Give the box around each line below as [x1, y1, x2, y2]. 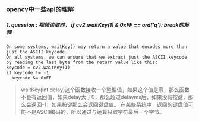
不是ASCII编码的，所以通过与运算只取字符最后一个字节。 [26, 108, 165, 115]
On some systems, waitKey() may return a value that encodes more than [6, 43, 187, 50]
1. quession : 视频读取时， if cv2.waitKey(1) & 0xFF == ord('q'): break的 [6, 21, 184, 28]
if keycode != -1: [6, 69, 52, 75]
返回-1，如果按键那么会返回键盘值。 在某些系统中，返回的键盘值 [31, 101, 188, 108]
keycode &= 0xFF [11, 75, 52, 81]
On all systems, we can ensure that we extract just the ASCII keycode [6, 54, 187, 60]
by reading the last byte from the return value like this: [6, 59, 159, 65]
